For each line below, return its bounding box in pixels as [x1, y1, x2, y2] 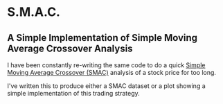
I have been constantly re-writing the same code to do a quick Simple [7, 61, 206, 69]
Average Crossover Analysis [7, 42, 133, 54]
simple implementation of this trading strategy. [7, 89, 140, 97]
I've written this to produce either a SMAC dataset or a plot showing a [7, 82, 206, 90]
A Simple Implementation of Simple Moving [7, 32, 198, 44]
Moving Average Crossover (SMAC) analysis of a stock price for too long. [7, 69, 217, 76]
